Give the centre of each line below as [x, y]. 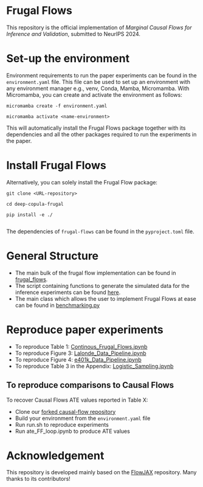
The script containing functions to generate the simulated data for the [102, 286]
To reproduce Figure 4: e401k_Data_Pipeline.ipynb [78, 359]
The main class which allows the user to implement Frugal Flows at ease [105, 298]
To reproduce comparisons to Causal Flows [90, 385]
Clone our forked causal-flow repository [65, 412]
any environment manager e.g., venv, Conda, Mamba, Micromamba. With [98, 88]
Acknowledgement [55, 456]
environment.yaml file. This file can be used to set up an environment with [98, 82]
